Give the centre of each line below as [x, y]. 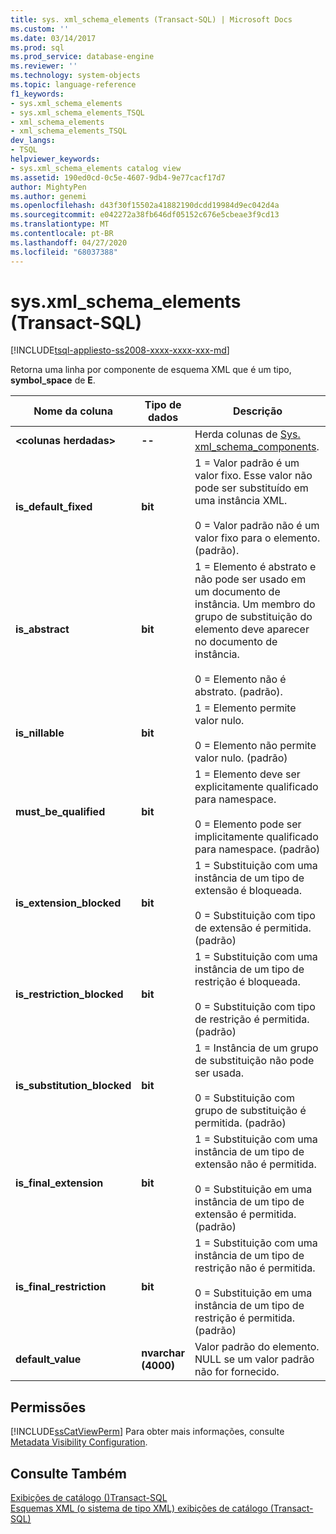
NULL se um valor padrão [254, 1359]
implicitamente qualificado [256, 837]
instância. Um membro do [255, 604]
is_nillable [40, 733]
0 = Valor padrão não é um [257, 526]
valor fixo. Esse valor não [253, 476]
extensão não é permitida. [255, 1164]
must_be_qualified [60, 812]
